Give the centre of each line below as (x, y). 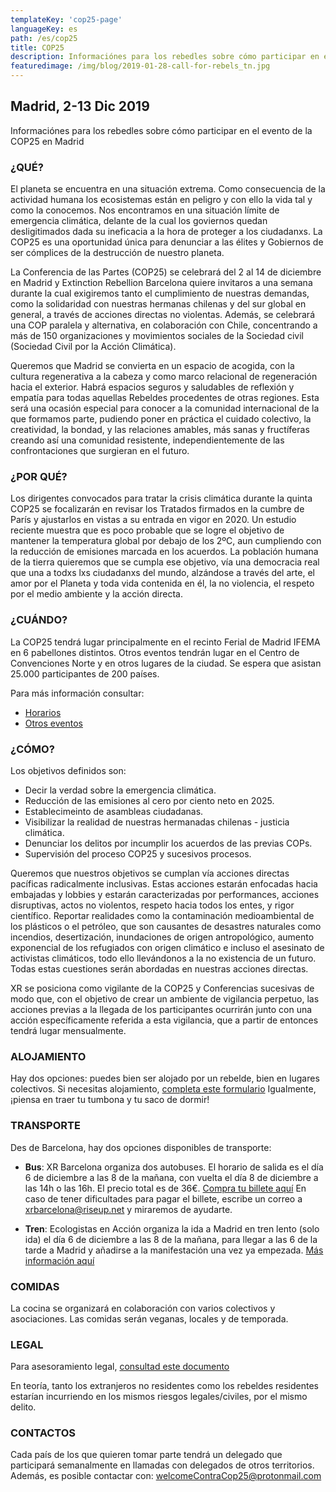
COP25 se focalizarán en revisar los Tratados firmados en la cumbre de (157, 509)
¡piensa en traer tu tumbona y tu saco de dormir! (110, 1100)
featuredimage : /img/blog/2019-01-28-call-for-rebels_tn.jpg (140, 66)
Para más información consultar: (77, 693)
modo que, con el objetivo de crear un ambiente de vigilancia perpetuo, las (165, 999)
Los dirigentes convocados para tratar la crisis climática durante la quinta (161, 498)
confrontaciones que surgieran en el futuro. (100, 451)
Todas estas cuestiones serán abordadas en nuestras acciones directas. (159, 969)
